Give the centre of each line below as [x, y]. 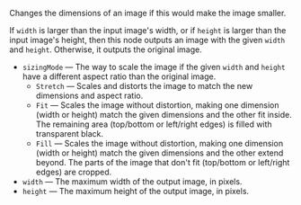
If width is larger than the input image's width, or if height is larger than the [148, 30]
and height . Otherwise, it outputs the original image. [106, 49]
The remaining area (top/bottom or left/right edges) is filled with [154, 124]
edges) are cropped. [74, 172]
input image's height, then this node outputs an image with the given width [147, 40]
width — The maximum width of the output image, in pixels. [132, 182]
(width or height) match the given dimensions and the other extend [159, 153]
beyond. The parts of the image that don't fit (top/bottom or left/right [163, 162]
